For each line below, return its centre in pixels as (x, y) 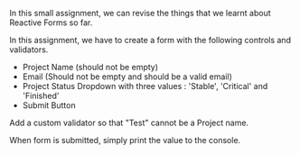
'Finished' (41, 95)
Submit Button (49, 105)
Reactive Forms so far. (51, 23)
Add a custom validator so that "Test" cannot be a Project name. (129, 122)
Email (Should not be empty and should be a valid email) (127, 77)
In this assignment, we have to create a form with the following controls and (150, 40)
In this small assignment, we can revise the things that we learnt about (140, 13)
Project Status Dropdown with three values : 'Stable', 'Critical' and (145, 86)
